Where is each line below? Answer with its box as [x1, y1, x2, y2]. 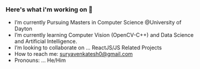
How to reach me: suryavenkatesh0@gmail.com [14, 51, 133, 58]
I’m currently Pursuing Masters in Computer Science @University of [14, 19, 182, 26]
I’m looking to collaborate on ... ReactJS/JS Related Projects [14, 44, 162, 51]
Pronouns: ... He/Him [14, 57, 66, 64]
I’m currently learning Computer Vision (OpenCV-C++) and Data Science [14, 32, 194, 39]
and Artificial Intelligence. [14, 38, 77, 45]
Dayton [14, 25, 32, 32]
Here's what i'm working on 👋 [5, 5, 93, 14]
